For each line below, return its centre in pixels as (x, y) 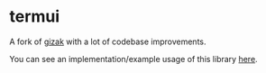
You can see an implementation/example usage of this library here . (134, 59)
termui (35, 17)
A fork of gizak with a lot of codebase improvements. (108, 41)
